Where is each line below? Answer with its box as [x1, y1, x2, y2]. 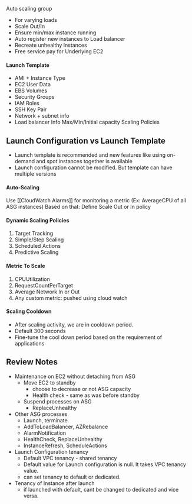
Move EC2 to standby [23, 379, 76, 386]
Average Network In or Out [14, 288, 80, 295]
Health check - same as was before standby [32, 392, 140, 399]
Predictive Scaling [14, 248, 59, 256]
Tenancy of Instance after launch [14, 479, 95, 487]
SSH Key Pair [14, 106, 47, 113]
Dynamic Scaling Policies [6, 217, 69, 224]
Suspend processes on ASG [23, 398, 92, 405]
